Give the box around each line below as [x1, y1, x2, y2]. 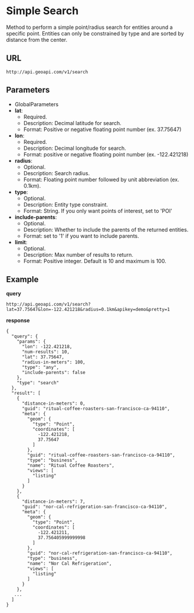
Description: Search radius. [23, 169, 90, 176]
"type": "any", [21, 365, 60, 371]
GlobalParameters [14, 100, 59, 107]
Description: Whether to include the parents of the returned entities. [23, 226, 189, 233]
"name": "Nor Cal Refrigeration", [27, 560, 112, 567]
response [6, 317, 30, 324]
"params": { [17, 339, 46, 345]
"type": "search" [17, 380, 60, 386]
